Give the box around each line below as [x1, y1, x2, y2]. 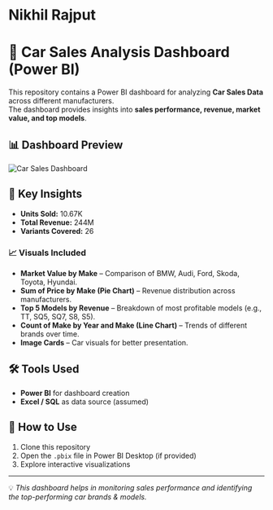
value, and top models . [8, 113, 87, 123]
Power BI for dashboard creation [19, 388, 130, 398]
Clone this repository [19, 442, 91, 451]
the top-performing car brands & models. [8, 491, 147, 502]
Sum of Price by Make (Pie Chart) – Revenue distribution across [19, 286, 236, 296]
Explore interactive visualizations [19, 459, 131, 469]
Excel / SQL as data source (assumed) [19, 397, 149, 407]
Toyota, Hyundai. [19, 277, 78, 287]
